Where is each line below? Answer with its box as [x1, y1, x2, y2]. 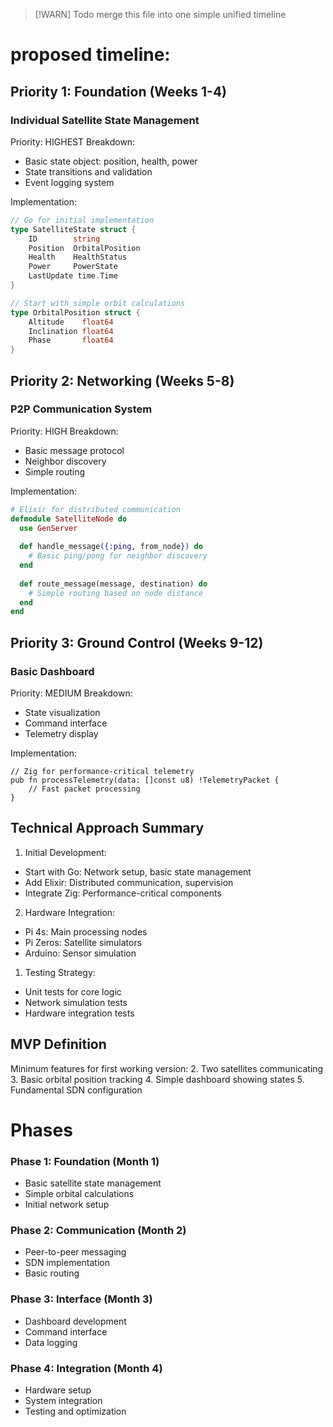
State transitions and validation [24, 165, 153, 178]
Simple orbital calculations [24, 1188, 135, 1200]
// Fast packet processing [28, 784, 141, 794]
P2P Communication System [10, 402, 153, 416]
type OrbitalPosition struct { [10, 307, 141, 318]
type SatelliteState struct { [10, 224, 137, 234]
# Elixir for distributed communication [10, 504, 182, 514]
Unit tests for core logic [24, 985, 122, 998]
